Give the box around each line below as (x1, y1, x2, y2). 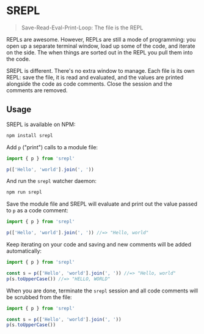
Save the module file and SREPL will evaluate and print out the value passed (6, 200, 197, 208)
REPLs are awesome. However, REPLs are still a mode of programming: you (6, 35, 196, 43)
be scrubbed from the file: (6, 293, 72, 300)
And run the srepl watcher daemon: (6, 177, 97, 185)
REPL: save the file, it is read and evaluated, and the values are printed (6, 73, 184, 81)
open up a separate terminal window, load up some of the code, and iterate (6, 42, 195, 50)
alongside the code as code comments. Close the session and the (6, 80, 172, 87)
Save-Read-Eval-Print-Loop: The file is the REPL (21, 24, 144, 31)
